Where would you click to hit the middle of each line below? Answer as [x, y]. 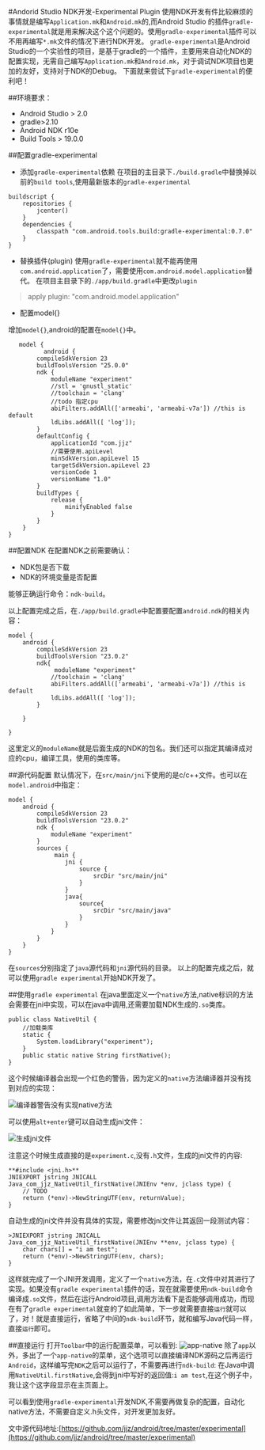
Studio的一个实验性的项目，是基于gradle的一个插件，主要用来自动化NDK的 [130, 51]
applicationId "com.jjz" [91, 443]
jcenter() [53, 211]
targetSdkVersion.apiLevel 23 [100, 465]
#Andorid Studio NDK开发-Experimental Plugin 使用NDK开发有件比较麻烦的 [131, 11]
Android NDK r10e [49, 130]
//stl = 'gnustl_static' [91, 386]
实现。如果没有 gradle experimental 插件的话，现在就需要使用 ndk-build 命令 [131, 1289]
